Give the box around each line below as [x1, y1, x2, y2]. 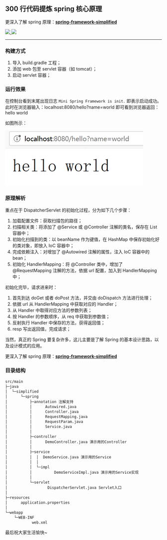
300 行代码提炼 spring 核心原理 [5, 4, 102, 13]
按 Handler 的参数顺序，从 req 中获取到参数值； [12, 313, 110, 320]
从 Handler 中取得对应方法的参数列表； [12, 307, 92, 313]
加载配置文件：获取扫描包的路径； [12, 217, 83, 223]
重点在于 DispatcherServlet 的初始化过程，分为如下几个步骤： [5, 207, 132, 213]
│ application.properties [5, 500, 70, 505]
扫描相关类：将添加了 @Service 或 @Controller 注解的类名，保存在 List [12, 223, 158, 230]
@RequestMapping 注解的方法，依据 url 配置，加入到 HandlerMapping [12, 267, 158, 273]
